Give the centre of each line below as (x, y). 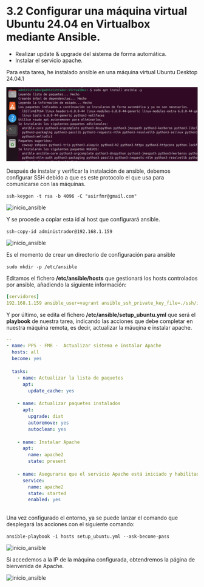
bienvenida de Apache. (35, 566)
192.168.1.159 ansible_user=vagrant (53, 303)
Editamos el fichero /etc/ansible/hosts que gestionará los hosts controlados (102, 278)
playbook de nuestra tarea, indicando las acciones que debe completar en (100, 321)
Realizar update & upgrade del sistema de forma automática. (91, 54)
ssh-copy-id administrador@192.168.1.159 (59, 231)
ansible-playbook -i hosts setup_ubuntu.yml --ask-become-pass (88, 537)
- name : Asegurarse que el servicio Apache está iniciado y (95, 474)
